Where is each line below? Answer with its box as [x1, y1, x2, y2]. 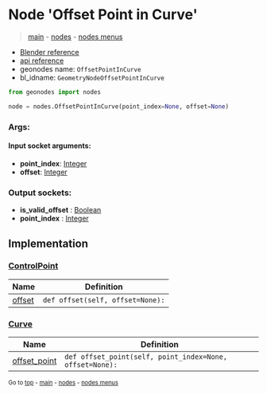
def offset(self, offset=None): [42, 295, 165, 304]
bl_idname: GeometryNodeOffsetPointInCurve [19, 72, 164, 82]
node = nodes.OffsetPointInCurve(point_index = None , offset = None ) [8, 102, 229, 111]
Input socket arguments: [8, 141, 91, 150]
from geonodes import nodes [8, 88, 102, 96]
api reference [19, 56, 64, 65]
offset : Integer [19, 167, 68, 177]
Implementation [8, 236, 89, 250]
